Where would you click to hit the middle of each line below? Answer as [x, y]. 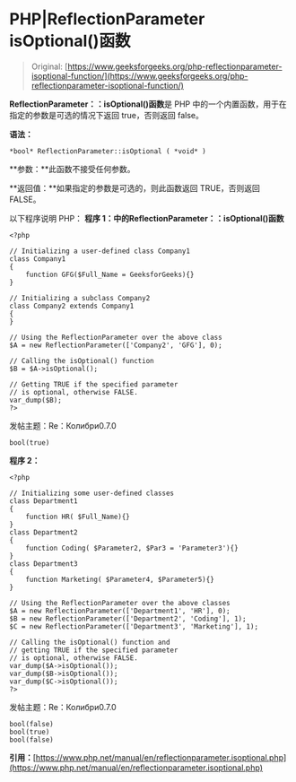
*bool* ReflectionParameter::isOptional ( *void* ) [108, 151]
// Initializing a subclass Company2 [80, 298]
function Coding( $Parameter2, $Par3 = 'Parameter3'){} [132, 548]
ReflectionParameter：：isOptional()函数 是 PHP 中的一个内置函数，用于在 [148, 104]
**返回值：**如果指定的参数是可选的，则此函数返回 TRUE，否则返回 [135, 187]
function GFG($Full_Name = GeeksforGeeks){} [110, 274]
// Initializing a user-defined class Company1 [100, 251]
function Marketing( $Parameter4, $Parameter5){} [120, 579]
